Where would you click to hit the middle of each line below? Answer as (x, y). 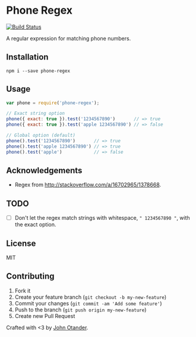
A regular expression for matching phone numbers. (69, 38)
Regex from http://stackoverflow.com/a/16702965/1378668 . (88, 185)
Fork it (23, 291)
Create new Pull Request (45, 316)
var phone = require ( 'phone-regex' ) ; (53, 103)
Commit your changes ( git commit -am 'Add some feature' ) (88, 303)
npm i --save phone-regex (38, 71)
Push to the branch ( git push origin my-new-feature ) (80, 310)
